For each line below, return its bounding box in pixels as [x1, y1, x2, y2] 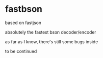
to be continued [5, 48, 37, 54]
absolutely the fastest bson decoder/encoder [5, 29, 97, 35]
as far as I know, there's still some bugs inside [5, 38, 98, 45]
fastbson [5, 3, 43, 15]
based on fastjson [5, 20, 42, 26]
